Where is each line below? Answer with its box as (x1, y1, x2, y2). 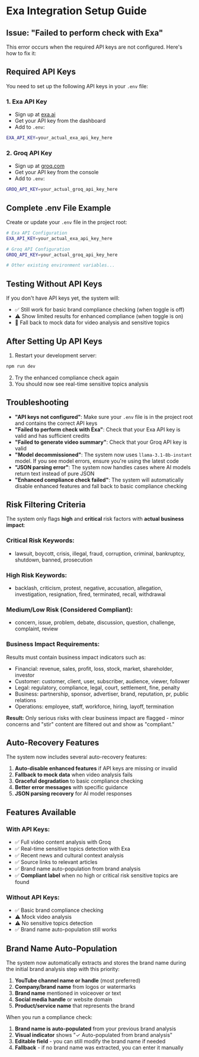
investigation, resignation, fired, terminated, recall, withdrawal (14, 591, 166, 598)
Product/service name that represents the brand (14, 1002, 135, 1010)
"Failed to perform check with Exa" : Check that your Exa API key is (14, 425, 181, 433)
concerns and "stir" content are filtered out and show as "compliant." (6, 720, 175, 728)
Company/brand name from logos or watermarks (14, 984, 136, 991)
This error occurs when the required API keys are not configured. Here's (6, 43, 182, 50)
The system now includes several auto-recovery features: (6, 754, 147, 761)
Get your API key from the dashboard (14, 117, 106, 124)
